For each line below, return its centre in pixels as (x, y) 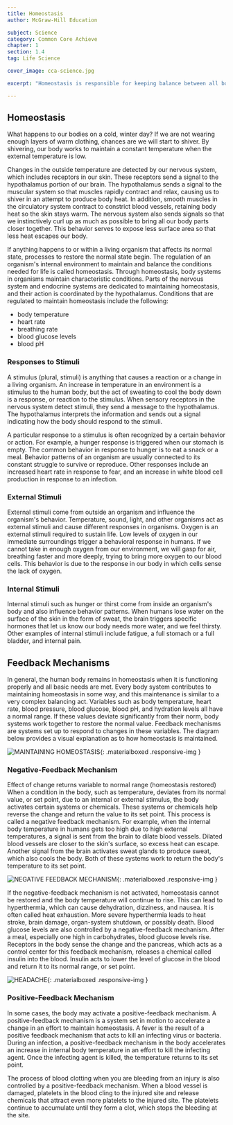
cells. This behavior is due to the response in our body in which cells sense (114, 564)
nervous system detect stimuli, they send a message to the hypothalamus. (113, 406)
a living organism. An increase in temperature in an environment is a (104, 384)
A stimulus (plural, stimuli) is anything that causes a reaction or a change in (114, 377)
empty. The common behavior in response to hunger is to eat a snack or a (113, 449)
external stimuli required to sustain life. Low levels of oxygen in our (103, 534)
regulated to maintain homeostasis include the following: (88, 301)
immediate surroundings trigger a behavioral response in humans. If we (109, 542)
